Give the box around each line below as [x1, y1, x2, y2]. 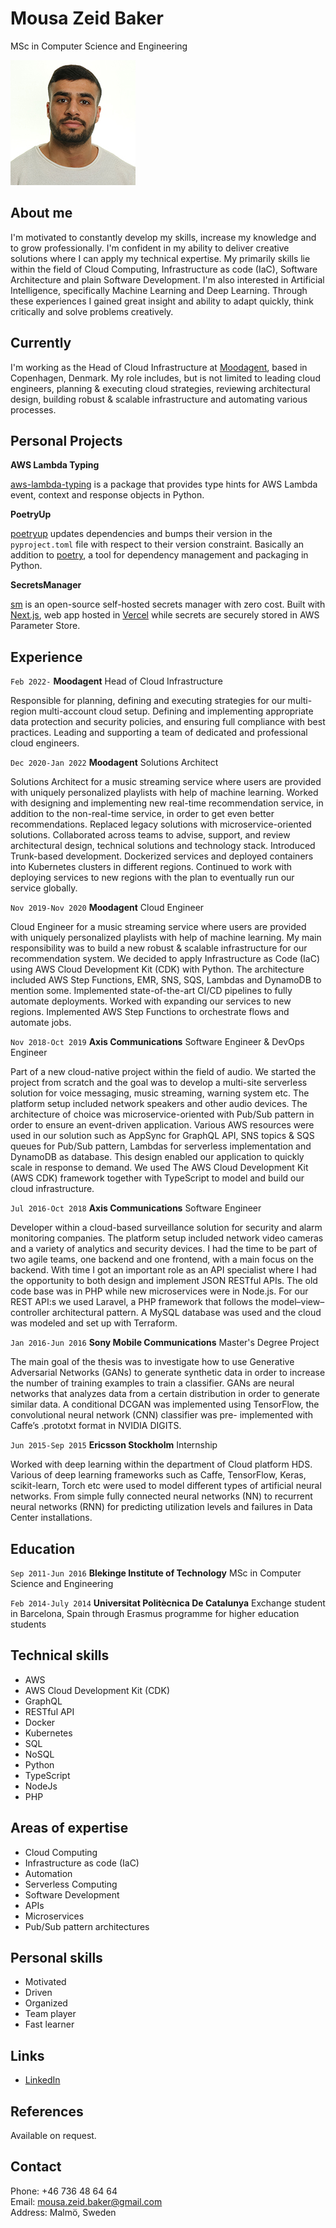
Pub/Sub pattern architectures [24, 1920, 150, 1932]
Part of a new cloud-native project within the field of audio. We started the [10, 1066, 317, 1078]
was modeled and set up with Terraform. [10, 1317, 178, 1329]
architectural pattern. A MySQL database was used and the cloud [51, 1307, 322, 1319]
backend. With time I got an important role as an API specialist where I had [10, 1264, 317, 1276]
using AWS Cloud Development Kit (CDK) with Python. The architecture [10, 963, 305, 976]
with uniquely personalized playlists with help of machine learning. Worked [10, 787, 319, 799]
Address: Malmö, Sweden [10, 2206, 117, 2218]
